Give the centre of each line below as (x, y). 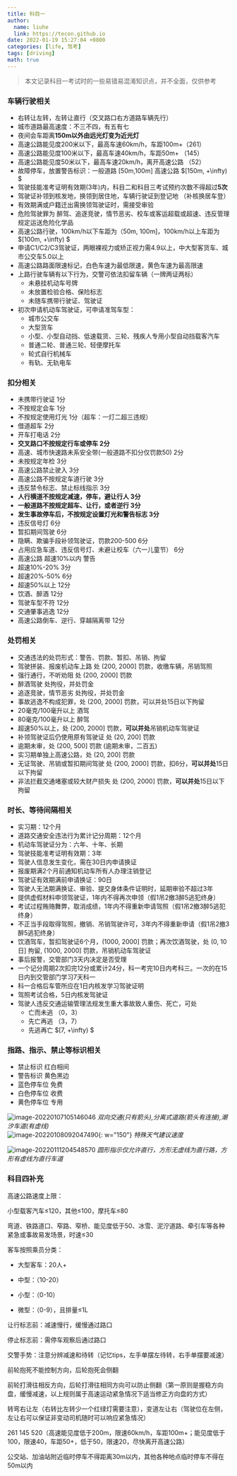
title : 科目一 (26, 14)
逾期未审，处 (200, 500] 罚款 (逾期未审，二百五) (87, 745)
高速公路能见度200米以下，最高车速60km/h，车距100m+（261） (111, 144)
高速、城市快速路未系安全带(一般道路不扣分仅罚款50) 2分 (101, 453)
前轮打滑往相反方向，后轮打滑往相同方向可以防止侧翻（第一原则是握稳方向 (115, 1385)
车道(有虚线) (31, 1126)
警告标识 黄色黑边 (43, 1076)
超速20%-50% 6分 (45, 576)
